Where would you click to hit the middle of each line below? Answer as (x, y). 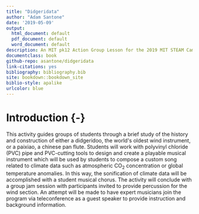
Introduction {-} (46, 118)
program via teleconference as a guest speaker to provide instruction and (96, 198)
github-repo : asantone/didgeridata (50, 61)
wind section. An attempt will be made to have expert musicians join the (94, 192)
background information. (36, 205)
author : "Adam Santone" (36, 17)
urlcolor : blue (25, 89)
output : (16, 28)
